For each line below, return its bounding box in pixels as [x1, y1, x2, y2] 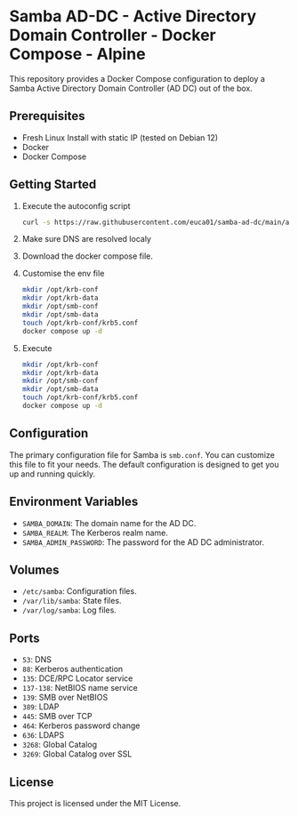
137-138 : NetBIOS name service [21, 683, 138, 693]
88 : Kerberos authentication [21, 664, 124, 675]
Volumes [9, 562, 60, 577]
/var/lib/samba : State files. [21, 596, 122, 606]
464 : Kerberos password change [21, 720, 141, 731]
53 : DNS [21, 654, 52, 665]
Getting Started [9, 177, 97, 192]
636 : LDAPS [21, 730, 65, 741]
